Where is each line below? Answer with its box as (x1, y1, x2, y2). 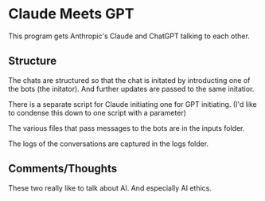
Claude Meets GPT (8, 5, 134, 23)
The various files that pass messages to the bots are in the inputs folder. (8, 123, 245, 132)
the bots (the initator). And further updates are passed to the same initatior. (8, 84, 255, 93)
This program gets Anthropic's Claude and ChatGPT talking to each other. (8, 31, 251, 41)
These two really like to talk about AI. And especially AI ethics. (8, 183, 212, 192)
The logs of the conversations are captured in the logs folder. (8, 139, 209, 148)
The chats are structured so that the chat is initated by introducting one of (8, 75, 251, 85)
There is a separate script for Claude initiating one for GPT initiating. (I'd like (8, 99, 257, 108)
